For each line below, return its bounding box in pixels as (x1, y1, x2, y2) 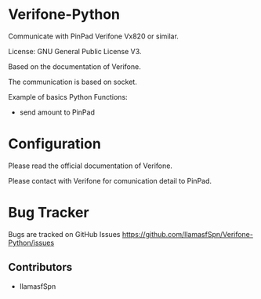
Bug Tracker (8, 204, 89, 221)
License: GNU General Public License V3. (8, 46, 142, 56)
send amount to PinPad (19, 108, 96, 117)
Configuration (8, 135, 102, 153)
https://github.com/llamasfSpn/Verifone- (121, 229, 253, 239)
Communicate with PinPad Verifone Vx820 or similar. (8, 31, 179, 41)
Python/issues (8, 238, 55, 247)
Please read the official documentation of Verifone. (8, 161, 172, 170)
